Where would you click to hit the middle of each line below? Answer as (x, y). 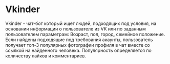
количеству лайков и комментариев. (46, 56)
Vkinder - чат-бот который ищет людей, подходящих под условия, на (81, 23)
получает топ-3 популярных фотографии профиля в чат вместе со (78, 45)
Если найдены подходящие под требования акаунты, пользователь (79, 40)
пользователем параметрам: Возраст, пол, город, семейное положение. (85, 34)
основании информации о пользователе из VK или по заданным (76, 28)
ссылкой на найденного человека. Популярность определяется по (79, 50)
